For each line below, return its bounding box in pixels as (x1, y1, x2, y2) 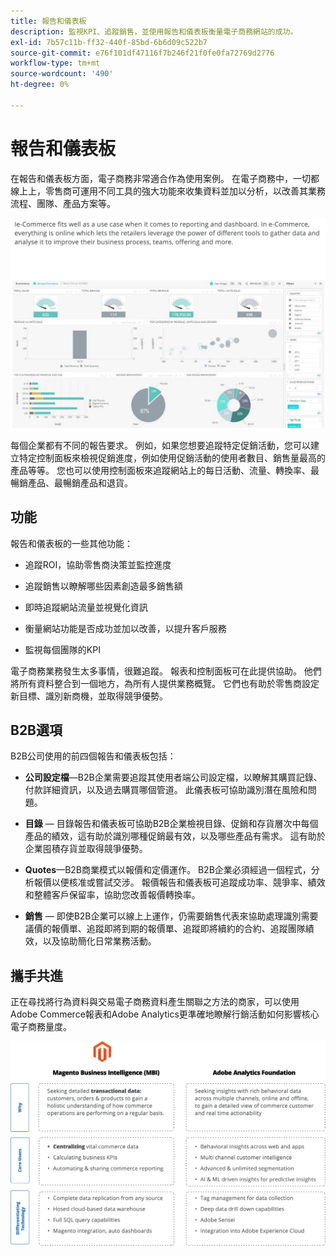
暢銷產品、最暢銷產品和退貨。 (10, 476, 133, 489)
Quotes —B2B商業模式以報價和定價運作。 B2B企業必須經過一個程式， (24, 864, 312, 876)
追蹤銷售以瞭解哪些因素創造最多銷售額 (24, 580, 183, 592)
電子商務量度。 (10, 1021, 72, 1033)
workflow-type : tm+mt (10, 58, 101, 69)
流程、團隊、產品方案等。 (10, 197, 116, 209)
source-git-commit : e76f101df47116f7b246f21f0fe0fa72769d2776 (10, 48, 275, 58)
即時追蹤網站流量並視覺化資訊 (24, 601, 148, 613)
